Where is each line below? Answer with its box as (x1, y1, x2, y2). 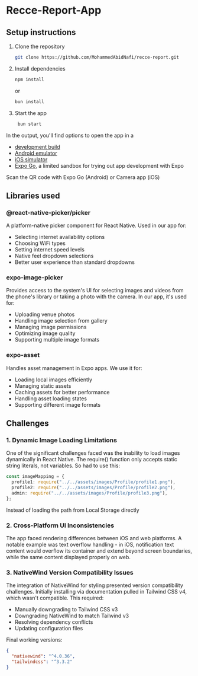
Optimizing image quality (14, 330, 76, 337)
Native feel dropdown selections (14, 253, 94, 260)
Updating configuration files (14, 625, 83, 632)
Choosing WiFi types (14, 240, 66, 247)
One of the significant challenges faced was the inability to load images (6, 449, 180, 457)
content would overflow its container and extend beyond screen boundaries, (6, 547, 192, 554)
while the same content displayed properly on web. (6, 554, 131, 561)
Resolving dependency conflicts (14, 618, 93, 626)
